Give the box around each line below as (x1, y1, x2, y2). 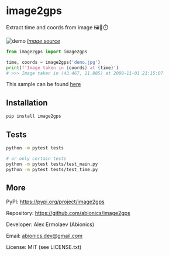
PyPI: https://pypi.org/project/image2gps (6, 198, 105, 206)
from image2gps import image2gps (6, 49, 88, 54)
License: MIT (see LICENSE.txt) (6, 244, 82, 251)
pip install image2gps (6, 113, 61, 120)
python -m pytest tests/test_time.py (6, 166, 98, 172)
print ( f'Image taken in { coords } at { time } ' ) (6, 64, 119, 71)
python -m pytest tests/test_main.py (6, 161, 98, 167)
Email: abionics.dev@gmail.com (6, 233, 83, 240)
